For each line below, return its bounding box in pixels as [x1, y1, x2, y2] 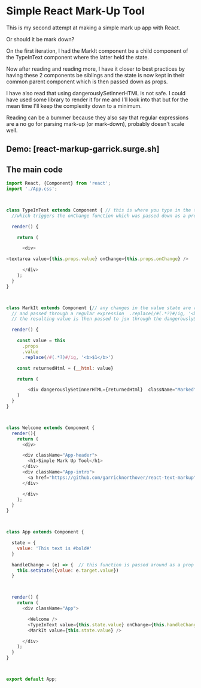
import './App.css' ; [6, 186, 58, 192]
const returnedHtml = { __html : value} [17, 365, 114, 371]
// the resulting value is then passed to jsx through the [11, 316, 162, 322]
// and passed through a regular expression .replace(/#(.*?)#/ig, [11, 310, 186, 316]
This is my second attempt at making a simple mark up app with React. [6, 24, 181, 31]
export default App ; [6, 676, 58, 683]
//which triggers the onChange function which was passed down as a [11, 213, 186, 219]
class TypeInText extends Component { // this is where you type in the [6, 207, 191, 213]
